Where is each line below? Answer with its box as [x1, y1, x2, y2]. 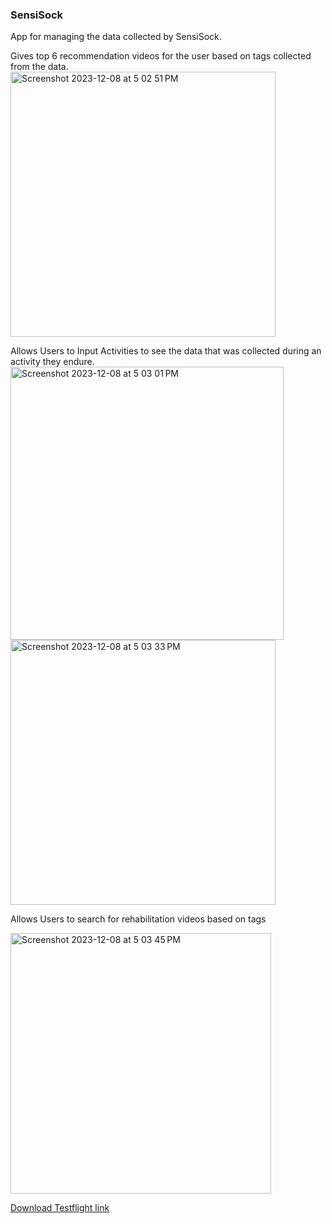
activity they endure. [10, 356, 95, 368]
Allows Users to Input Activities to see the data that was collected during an [10, 345, 322, 357]
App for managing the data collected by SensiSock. [10, 31, 222, 43]
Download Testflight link [10, 1202, 110, 1214]
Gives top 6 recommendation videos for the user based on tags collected [10, 50, 312, 62]
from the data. [10, 61, 69, 73]
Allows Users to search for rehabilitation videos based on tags [10, 913, 267, 925]
